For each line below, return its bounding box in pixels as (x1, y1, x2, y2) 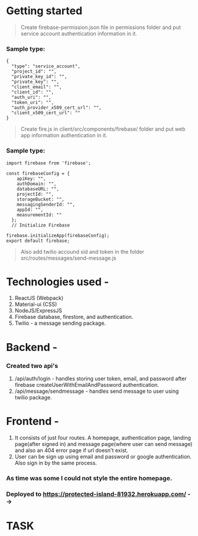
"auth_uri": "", (11, 95, 51, 101)
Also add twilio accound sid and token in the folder (20, 248, 145, 255)
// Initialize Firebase (11, 222, 70, 228)
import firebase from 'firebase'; (6, 160, 92, 166)
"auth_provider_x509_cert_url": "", (11, 105, 102, 111)
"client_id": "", (11, 89, 54, 95)
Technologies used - (6, 275, 109, 288)
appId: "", (17, 206, 44, 212)
